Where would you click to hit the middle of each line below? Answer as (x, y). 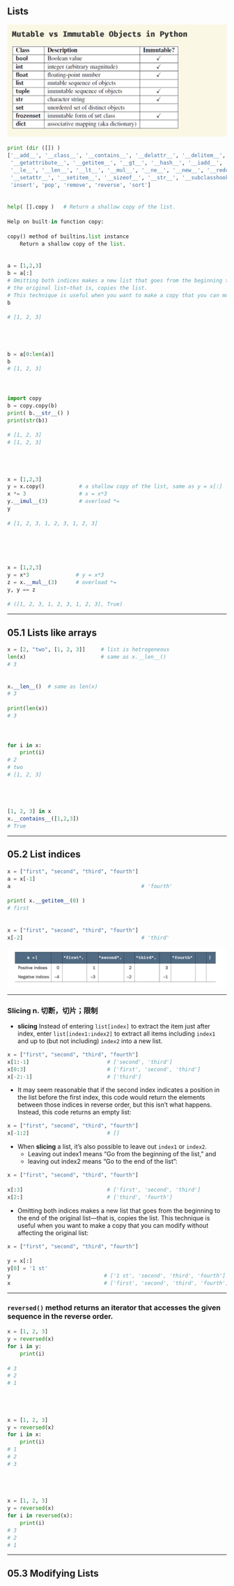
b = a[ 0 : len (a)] (31, 354)
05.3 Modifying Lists (53, 1573)
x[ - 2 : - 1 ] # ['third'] (74, 1077)
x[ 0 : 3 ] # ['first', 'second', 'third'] (104, 1069)
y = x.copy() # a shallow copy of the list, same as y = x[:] (115, 487)
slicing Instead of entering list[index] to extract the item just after (114, 1026)
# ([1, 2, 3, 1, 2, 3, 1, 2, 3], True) (65, 604)
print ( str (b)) (28, 420)
